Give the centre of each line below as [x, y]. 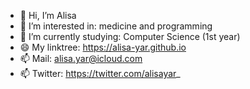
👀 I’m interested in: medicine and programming [116, 26]
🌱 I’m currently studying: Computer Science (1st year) [130, 36]
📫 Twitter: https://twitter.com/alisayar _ [100, 73]
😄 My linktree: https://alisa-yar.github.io [103, 47]
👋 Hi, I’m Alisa [48, 15]
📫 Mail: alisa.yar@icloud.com [81, 58]
